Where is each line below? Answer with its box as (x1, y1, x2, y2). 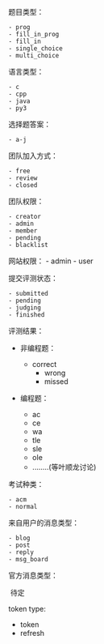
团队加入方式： (8, 151, 58, 160)
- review (8, 174, 38, 182)
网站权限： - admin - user (8, 256, 94, 266)
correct (31, 360, 57, 369)
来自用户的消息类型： (8, 518, 79, 527)
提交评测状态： (8, 274, 58, 283)
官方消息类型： (8, 570, 58, 580)
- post (8, 541, 31, 549)
